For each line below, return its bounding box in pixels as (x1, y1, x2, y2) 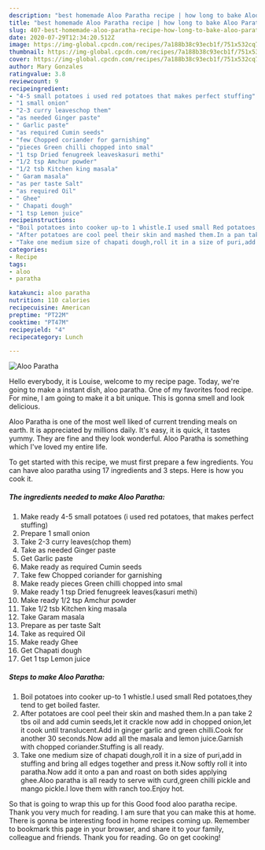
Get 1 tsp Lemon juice (20, 654, 91, 663)
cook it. (9, 474, 34, 484)
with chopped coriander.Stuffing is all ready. (20, 742, 164, 752)
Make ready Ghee (20, 637, 79, 647)
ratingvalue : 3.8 (9, 70, 66, 78)
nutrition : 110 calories (9, 297, 90, 305)
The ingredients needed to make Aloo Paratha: (9, 492, 165, 501)
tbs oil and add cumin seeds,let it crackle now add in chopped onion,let (20, 717, 252, 726)
